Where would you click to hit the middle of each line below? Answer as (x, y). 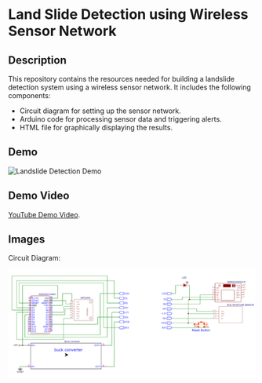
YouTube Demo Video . (44, 214)
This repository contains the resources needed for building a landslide (122, 79)
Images (27, 240)
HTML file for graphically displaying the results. (96, 128)
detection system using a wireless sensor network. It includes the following (129, 87)
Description (37, 60)
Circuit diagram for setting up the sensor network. (100, 111)
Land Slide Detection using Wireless (128, 15)
